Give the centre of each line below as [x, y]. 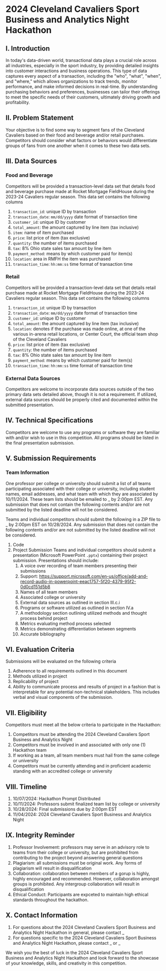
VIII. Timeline [26, 787]
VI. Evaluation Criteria [40, 649]
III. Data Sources [31, 161]
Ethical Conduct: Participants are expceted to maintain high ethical [81, 894]
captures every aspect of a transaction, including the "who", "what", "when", [83, 76]
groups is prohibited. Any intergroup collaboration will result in [76, 884]
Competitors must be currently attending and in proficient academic [82, 766]
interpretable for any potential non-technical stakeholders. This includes [86, 692]
